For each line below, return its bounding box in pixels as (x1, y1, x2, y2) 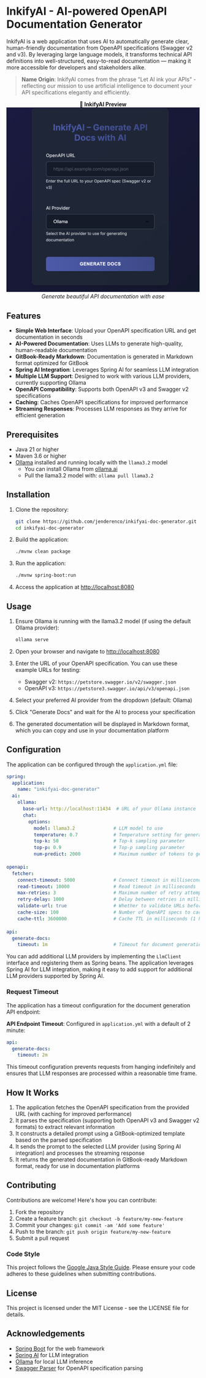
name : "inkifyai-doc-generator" (17, 787, 100, 793)
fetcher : (12, 870, 34, 877)
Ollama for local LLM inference (15, 1358, 93, 1365)
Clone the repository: (15, 506, 69, 513)
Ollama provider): (15, 624, 59, 631)
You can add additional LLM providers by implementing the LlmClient (6, 953, 181, 960)
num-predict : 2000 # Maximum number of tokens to (33, 851, 193, 857)
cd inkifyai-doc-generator (15, 525, 85, 531)
